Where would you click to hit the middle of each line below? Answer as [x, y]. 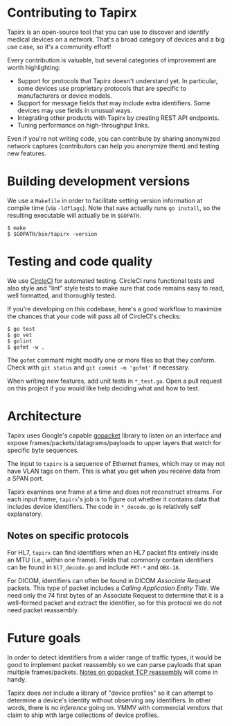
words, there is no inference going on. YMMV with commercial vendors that [115, 707]
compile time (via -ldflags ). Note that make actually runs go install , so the [114, 208]
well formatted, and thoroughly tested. [62, 295]
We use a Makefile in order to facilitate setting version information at [105, 200]
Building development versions [99, 181]
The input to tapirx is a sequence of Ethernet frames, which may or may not [116, 463]
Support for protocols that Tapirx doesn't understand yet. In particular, [117, 80]
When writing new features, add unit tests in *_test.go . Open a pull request [115, 381]
